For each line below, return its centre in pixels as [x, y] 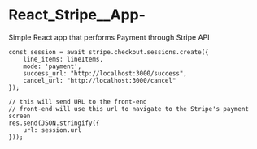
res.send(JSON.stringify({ [54, 123]
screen [20, 116]
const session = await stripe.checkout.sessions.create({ [109, 52]
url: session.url [52, 130]
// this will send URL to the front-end [78, 102]
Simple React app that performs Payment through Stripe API [109, 37]
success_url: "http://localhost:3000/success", [105, 73]
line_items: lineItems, [63, 59]
